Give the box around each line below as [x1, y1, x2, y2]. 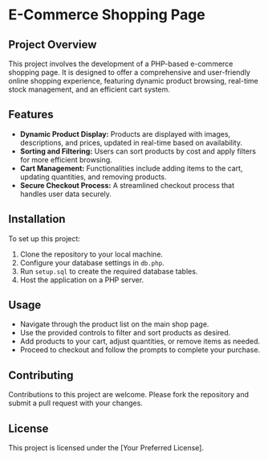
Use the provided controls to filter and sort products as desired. [19, 328, 231, 338]
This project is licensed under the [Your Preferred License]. [8, 443, 205, 453]
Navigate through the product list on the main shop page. [19, 319, 209, 329]
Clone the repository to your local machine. [19, 249, 163, 259]
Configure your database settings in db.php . [19, 257, 164, 267]
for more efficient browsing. [19, 154, 112, 164]
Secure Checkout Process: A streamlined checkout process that [19, 180, 235, 190]
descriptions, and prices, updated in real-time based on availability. [19, 138, 243, 147]
